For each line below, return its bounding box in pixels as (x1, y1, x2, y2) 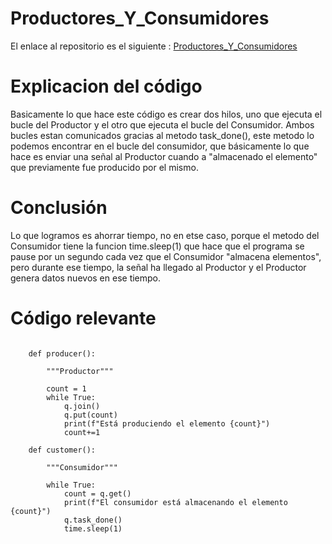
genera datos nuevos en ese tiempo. (10, 272, 162, 284)
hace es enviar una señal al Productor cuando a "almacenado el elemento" (10, 150, 318, 162)
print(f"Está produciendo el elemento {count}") (63, 418, 271, 429)
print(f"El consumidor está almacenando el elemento (63, 497, 288, 507)
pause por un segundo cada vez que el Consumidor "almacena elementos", (10, 250, 322, 262)
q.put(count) (63, 410, 118, 420)
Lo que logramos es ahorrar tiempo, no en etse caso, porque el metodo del (10, 229, 320, 241)
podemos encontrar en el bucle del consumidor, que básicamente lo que (10, 140, 310, 152)
